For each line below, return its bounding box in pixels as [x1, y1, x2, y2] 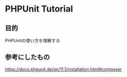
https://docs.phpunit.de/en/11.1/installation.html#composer [5, 66, 122, 72]
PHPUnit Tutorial [5, 3, 73, 15]
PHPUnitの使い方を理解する [5, 38, 60, 43]
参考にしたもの [5, 53, 50, 62]
